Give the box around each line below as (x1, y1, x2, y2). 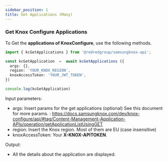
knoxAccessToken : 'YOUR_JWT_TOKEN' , (10, 73, 86, 78)
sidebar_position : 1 (5, 7, 49, 13)
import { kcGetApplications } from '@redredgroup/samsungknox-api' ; (5, 50, 151, 55)
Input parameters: (5, 95, 42, 101)
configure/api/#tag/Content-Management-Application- (12, 116, 126, 122)
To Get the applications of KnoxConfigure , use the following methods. (5, 40, 152, 46)
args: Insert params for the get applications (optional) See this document (12, 105, 163, 111)
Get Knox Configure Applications (5, 29, 88, 36)
